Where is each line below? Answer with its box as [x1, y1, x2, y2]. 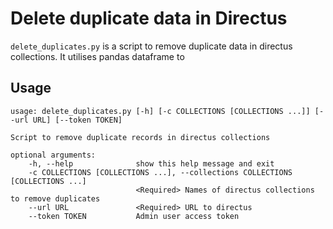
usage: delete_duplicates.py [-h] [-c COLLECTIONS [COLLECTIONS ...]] [10, 106, 311, 116]
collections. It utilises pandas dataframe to [10, 50, 185, 62]
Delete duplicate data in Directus [10, 7, 288, 30]
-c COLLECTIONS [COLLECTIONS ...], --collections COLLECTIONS [28, 167, 293, 177]
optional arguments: [10, 150, 97, 160]
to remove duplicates [10, 193, 101, 204]
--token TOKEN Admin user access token [28, 211, 240, 221]
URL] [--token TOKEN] [32, 115, 123, 125]
